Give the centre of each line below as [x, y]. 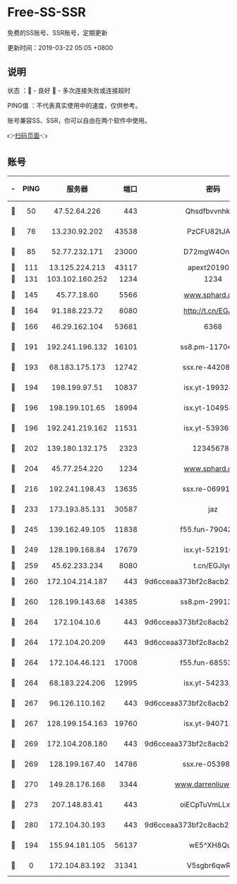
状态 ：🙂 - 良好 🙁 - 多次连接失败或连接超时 [69, 90]
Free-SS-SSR [47, 12]
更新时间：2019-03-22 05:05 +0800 [60, 47]
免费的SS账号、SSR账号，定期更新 [57, 32]
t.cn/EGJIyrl [213, 565]
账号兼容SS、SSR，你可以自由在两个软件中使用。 [79, 120]
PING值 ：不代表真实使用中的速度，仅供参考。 [74, 105]
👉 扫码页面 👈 [28, 135]
